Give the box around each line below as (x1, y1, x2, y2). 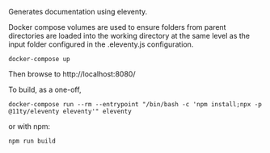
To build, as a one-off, (8, 85, 82, 94)
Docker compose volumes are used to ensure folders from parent (8, 23, 226, 31)
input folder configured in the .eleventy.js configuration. (8, 39, 194, 49)
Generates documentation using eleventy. (8, 7, 148, 16)
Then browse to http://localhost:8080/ (8, 69, 136, 79)
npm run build (8, 137, 57, 145)
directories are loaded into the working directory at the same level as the (8, 31, 251, 40)
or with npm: (8, 122, 51, 131)
